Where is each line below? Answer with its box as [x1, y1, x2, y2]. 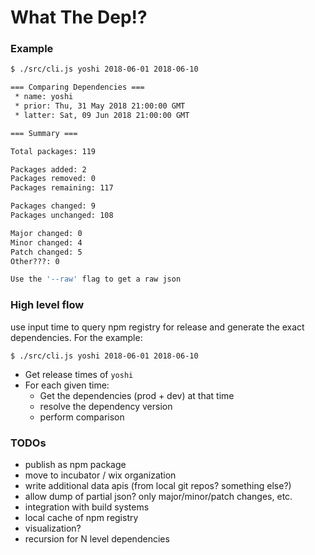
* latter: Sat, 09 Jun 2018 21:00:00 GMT [14, 110, 190, 120]
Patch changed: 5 [10, 247, 83, 257]
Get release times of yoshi [24, 368, 134, 380]
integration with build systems [24, 501, 150, 513]
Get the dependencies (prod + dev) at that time [39, 389, 235, 401]
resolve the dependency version [39, 400, 173, 412]
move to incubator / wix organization [24, 469, 177, 481]
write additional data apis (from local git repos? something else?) [24, 479, 292, 491]
